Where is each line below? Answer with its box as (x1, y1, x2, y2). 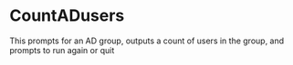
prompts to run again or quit (9, 44, 115, 55)
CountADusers (9, 5, 125, 26)
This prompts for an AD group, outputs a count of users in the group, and (9, 35, 285, 46)
